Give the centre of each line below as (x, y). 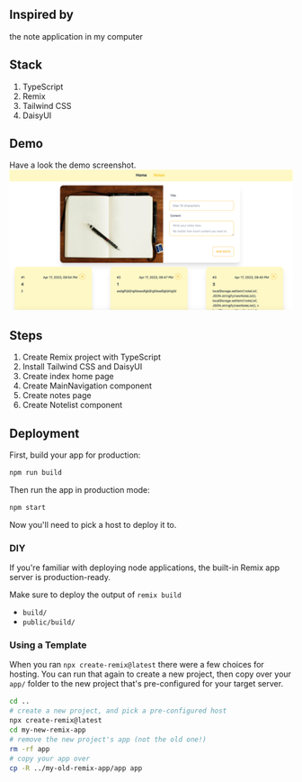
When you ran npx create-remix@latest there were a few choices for (137, 665)
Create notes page (57, 396)
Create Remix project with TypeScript (92, 357)
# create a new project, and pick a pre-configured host (118, 711)
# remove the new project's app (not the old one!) (108, 739)
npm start (28, 507)
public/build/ (49, 623)
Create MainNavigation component (87, 386)
